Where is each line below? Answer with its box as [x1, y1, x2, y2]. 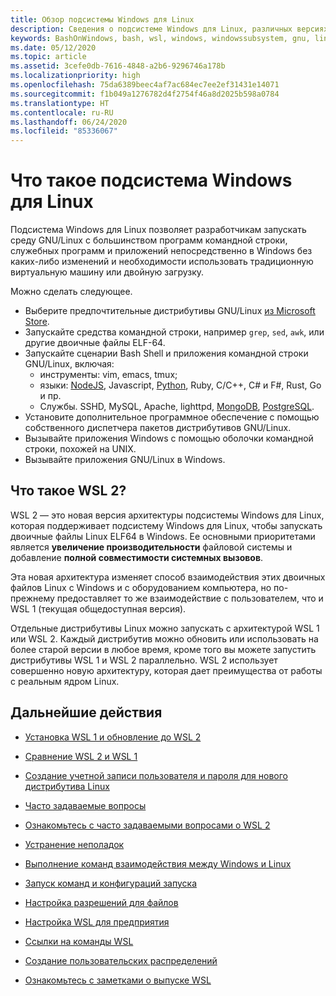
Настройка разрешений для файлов [24, 896, 179, 908]
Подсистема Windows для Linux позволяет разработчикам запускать [10, 224, 307, 236]
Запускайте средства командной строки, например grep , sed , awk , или [24, 326, 325, 338]
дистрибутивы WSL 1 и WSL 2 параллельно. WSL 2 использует [10, 654, 278, 666]
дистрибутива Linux [24, 780, 110, 792]
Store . [24, 316, 50, 328]
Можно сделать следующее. [10, 286, 133, 298]
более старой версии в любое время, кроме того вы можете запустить [10, 643, 317, 655]
